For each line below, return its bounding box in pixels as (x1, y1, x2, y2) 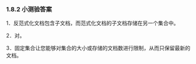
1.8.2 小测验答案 (6, 5, 52, 13)
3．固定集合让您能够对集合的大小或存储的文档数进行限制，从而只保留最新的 (6, 45, 191, 52)
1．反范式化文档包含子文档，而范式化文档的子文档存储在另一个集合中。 (6, 19, 179, 27)
